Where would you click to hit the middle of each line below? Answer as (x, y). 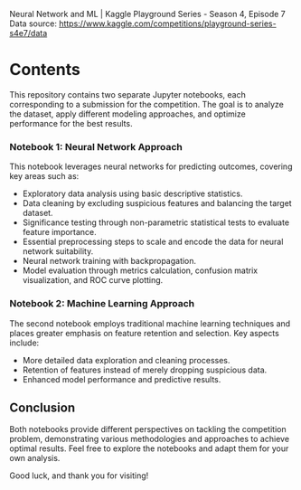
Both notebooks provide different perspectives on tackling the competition (148, 429)
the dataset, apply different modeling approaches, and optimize (127, 114)
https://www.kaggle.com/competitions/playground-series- (168, 24)
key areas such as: (44, 176)
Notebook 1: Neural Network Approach (96, 146)
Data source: (33, 24)
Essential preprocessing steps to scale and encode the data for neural (153, 242)
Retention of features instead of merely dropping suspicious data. (145, 370)
